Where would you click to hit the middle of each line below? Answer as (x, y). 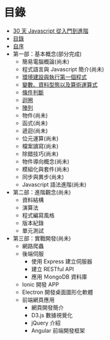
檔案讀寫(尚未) (40, 146)
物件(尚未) (35, 115)
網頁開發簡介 (47, 307)
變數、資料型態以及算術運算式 (60, 84)
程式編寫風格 (38, 215)
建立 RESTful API (53, 269)
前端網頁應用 (38, 299)
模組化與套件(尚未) (45, 169)
